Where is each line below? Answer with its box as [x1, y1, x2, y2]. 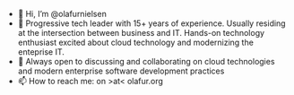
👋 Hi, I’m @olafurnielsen [17, 9, 108, 19]
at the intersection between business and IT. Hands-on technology [17, 28, 265, 38]
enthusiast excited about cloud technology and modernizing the [17, 37, 254, 47]
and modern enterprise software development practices [17, 65, 225, 76]
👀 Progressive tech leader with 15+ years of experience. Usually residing [17, 18, 286, 29]
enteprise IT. [17, 47, 65, 57]
